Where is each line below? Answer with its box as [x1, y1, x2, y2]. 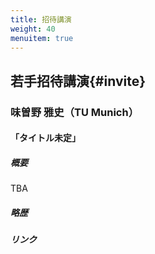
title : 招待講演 [10, 14, 72, 25]
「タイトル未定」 [10, 132, 81, 144]
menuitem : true [10, 33, 74, 43]
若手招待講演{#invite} [10, 72, 146, 90]
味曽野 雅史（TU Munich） [10, 105, 140, 119]
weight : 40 [10, 24, 56, 34]
